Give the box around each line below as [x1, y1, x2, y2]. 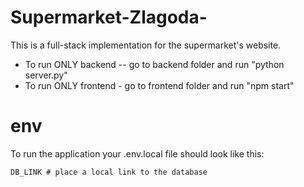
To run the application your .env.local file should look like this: [10, 147, 265, 160]
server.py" [24, 69, 68, 81]
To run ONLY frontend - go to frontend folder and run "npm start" [24, 79, 295, 91]
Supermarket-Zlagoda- [10, 6, 208, 29]
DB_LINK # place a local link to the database [10, 167, 208, 177]
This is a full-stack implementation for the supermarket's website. [10, 39, 282, 51]
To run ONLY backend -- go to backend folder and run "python [24, 58, 285, 70]
